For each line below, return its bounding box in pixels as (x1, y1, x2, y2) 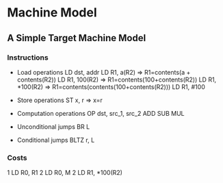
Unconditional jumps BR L (16, 122, 90, 131)
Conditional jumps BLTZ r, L (16, 136, 95, 144)
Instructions (7, 53, 49, 62)
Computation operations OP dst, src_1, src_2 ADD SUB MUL (16, 109, 185, 117)
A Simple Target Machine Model (7, 32, 146, 44)
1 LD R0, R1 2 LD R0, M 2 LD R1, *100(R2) (7, 169, 123, 177)
